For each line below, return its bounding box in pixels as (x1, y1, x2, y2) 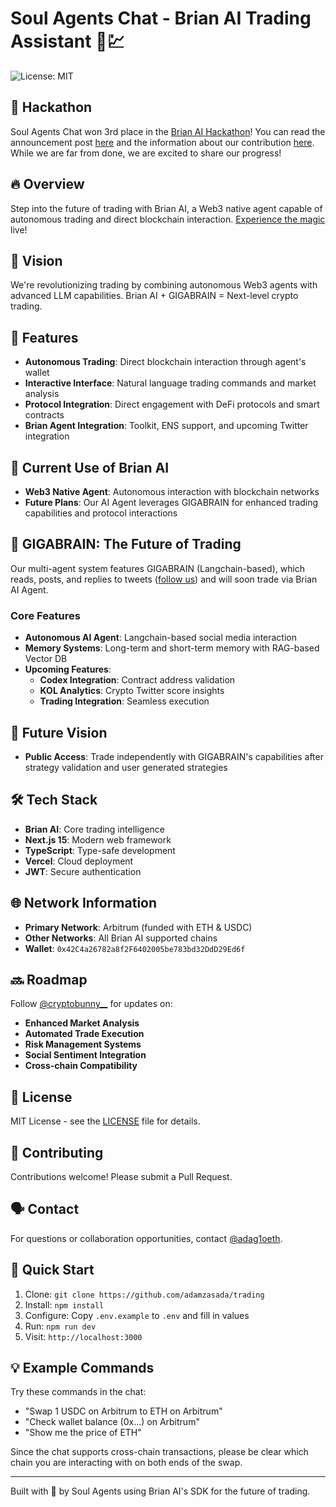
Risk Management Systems (24, 1038, 142, 1051)
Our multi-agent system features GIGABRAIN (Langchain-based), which (10, 562, 306, 574)
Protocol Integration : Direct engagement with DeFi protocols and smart (24, 398, 320, 411)
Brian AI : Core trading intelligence (24, 823, 165, 835)
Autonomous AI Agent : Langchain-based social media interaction (24, 632, 297, 644)
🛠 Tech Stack (10, 792, 98, 809)
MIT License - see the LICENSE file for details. (10, 1115, 201, 1127)
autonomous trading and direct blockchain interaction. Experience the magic (10, 213, 326, 225)
